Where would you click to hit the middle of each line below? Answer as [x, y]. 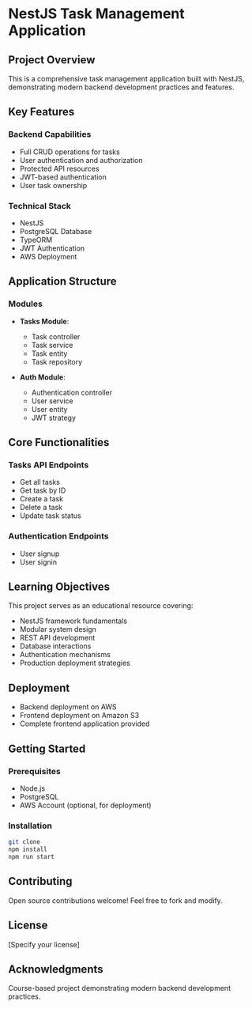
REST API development [57, 638]
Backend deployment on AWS [68, 707]
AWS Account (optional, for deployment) [85, 805]
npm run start [32, 857]
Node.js [32, 788]
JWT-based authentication [63, 177]
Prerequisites [34, 771]
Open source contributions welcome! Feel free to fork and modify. [115, 900]
